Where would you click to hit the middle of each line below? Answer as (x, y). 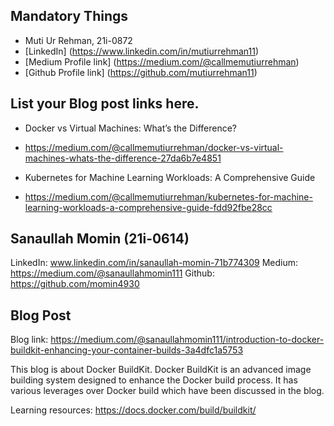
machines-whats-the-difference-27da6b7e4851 (123, 158)
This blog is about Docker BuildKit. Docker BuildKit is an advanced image (161, 370)
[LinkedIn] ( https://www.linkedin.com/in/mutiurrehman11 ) (142, 51)
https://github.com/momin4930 (75, 284)
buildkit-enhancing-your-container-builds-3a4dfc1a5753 (127, 350)
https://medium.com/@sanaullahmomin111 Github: (112, 273)
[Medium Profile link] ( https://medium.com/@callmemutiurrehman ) (162, 61)
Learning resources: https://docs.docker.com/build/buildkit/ (133, 410)
